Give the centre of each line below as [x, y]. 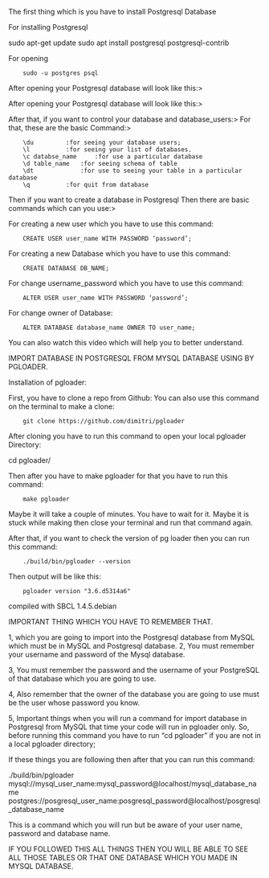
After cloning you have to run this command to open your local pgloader [127, 436]
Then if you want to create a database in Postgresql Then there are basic [129, 200]
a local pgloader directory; [52, 744]
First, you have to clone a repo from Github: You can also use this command [134, 398]
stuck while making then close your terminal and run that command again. [130, 523]
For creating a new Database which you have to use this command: [120, 254]
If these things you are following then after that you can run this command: [132, 759]
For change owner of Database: [61, 313]
